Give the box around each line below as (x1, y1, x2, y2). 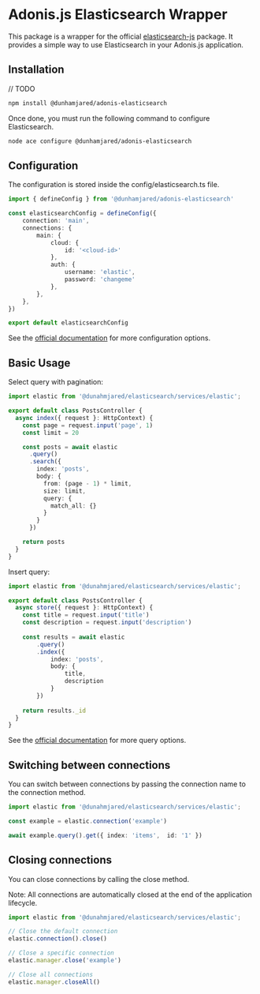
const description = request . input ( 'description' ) (22, 618, 192, 627)
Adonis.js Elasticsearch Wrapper (8, 6, 228, 24)
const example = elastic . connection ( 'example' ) (8, 817, 168, 825)
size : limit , (43, 487, 87, 495)
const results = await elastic (22, 633, 125, 641)
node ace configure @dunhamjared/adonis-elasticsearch (8, 137, 192, 145)
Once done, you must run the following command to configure (8, 113, 210, 123)
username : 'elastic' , (64, 268, 136, 276)
